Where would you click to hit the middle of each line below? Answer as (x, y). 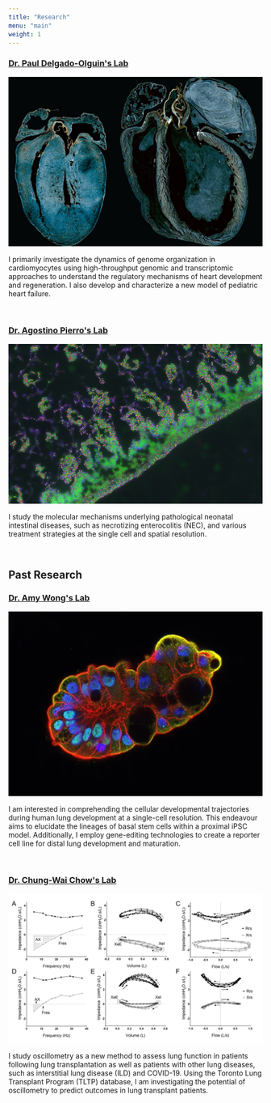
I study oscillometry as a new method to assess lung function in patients (128, 1056)
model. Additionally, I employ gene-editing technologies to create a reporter (134, 835)
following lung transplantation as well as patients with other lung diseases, (132, 1065)
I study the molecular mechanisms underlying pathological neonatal (121, 516)
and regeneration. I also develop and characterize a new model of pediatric (133, 285)
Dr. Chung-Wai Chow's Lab (63, 880)
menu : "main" (30, 25)
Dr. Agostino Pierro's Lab (58, 330)
